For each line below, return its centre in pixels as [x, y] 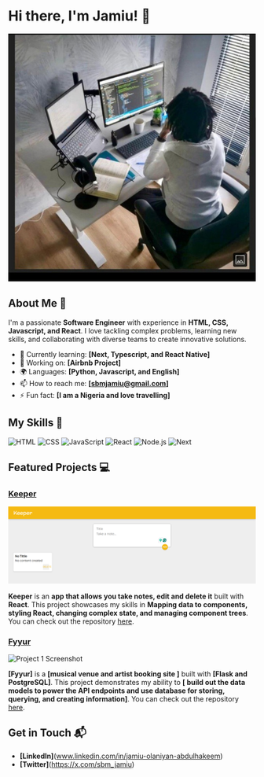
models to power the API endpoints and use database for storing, [117, 690]
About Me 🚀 [37, 303]
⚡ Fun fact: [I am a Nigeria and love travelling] [95, 395]
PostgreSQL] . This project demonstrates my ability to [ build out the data [127, 683]
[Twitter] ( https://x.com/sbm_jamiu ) [77, 764]
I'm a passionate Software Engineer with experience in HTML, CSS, [118, 322]
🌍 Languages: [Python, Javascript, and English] [99, 371]
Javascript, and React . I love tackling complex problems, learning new [123, 330]
